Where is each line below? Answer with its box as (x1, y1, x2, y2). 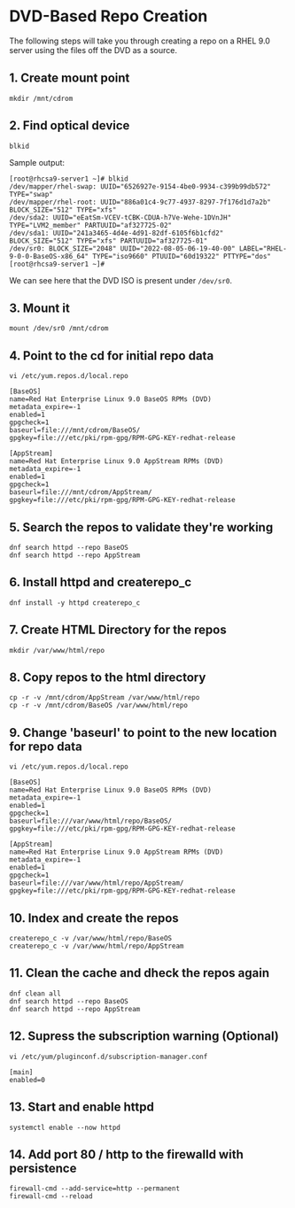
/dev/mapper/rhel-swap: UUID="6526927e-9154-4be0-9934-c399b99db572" (9, 182, 272, 191)
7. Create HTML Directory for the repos (9, 623, 228, 638)
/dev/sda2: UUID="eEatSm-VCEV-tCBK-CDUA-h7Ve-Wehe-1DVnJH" (9, 213, 232, 222)
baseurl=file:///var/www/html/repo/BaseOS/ (9, 817, 173, 825)
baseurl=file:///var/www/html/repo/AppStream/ (9, 879, 184, 887)
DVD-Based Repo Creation (9, 6, 208, 27)
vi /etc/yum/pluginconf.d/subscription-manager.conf (9, 1052, 208, 1061)
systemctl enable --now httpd (9, 1123, 121, 1132)
